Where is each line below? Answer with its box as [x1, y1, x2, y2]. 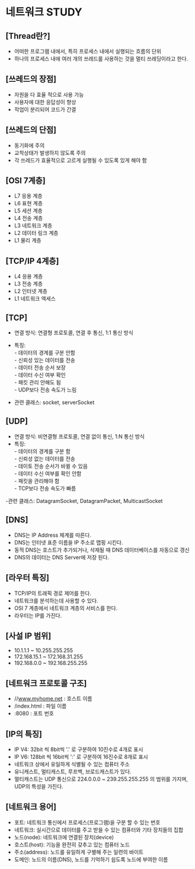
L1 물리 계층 [14, 237, 42, 244]
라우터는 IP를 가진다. [14, 612, 62, 619]
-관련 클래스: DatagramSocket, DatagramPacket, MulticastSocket [5, 497, 163, 504]
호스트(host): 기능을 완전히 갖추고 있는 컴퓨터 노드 [14, 841, 130, 848]
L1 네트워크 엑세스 [14, 295, 56, 303]
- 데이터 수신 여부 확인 [14, 371, 66, 378]
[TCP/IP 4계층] [5, 256, 59, 266]
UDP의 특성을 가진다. [14, 782, 63, 790]
